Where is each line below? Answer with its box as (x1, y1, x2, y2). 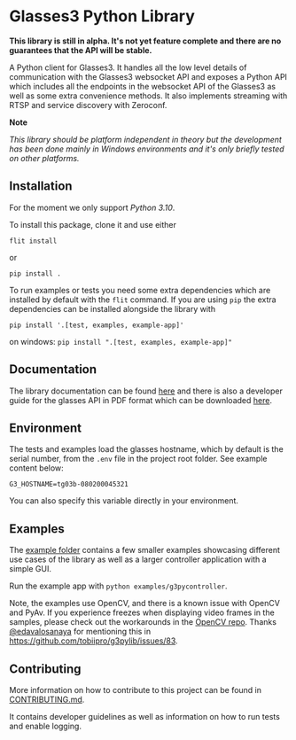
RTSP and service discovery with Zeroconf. (9, 99, 167, 110)
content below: (9, 463, 64, 473)
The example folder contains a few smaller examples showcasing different (9, 545, 281, 556)
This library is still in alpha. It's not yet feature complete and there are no (9, 35, 282, 46)
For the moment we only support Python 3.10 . (9, 202, 175, 213)
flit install (9, 237, 58, 245)
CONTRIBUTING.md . (9, 694, 85, 705)
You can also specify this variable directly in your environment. (9, 495, 239, 506)
